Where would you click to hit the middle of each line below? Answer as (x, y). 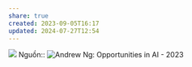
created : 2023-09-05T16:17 (54, 23)
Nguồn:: (32, 55)
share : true (28, 16)
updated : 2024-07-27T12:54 (54, 31)
